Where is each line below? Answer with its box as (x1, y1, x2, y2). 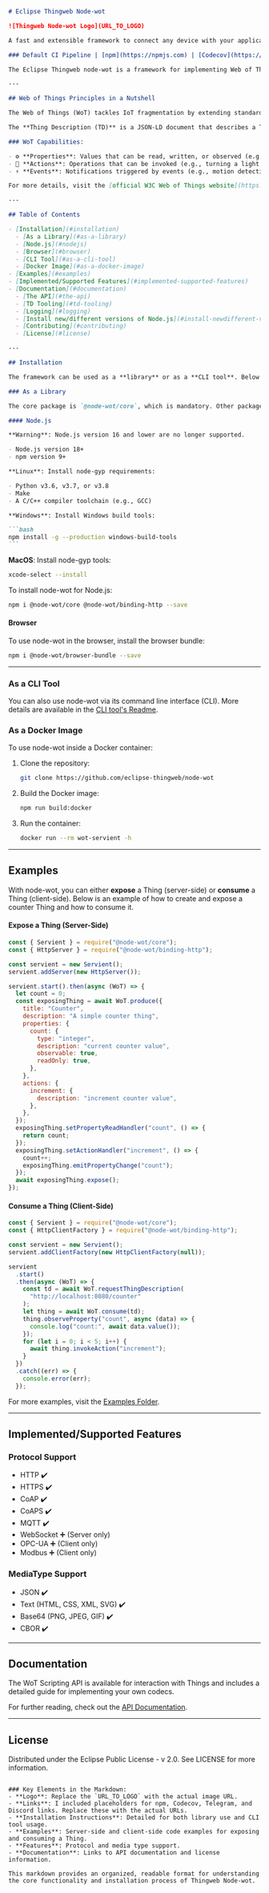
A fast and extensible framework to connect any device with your (8, 36, 235, 44)
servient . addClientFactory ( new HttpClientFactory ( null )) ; (8, 1248, 206, 1256)
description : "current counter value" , (37, 1042, 171, 1050)
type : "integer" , (37, 1034, 94, 1042)
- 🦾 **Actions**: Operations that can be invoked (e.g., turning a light (8, 160, 260, 168)
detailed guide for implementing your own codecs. (8, 1687, 175, 1696)
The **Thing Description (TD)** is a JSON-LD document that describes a (8, 124, 256, 132)
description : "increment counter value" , (37, 1094, 178, 1103)
